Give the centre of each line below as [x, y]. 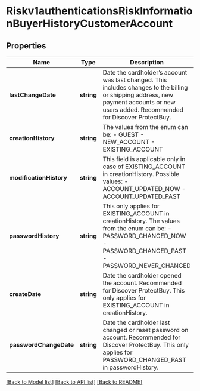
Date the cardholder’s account [145, 73]
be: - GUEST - [124, 134]
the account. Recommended [142, 283]
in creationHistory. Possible [141, 174]
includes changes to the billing [145, 87]
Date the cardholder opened [142, 275]
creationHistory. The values [141, 221]
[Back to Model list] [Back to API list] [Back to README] [74, 382]
